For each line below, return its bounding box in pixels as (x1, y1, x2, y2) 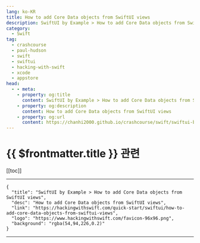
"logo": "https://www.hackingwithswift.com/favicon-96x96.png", (11, 216, 174, 222)
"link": (11, 205, 31, 211)
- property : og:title (17, 92, 70, 98)
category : (6, 25, 31, 32)
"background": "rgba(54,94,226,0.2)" (11, 221, 105, 227)
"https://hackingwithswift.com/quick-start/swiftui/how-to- (32, 205, 185, 211)
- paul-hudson (11, 48, 46, 54)
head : (6, 81, 20, 87)
